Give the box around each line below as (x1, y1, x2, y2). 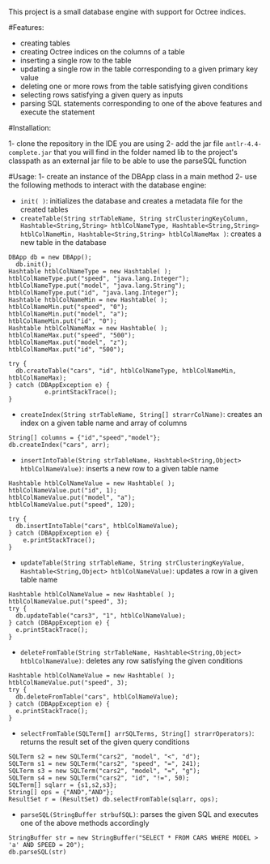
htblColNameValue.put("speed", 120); (8, 501, 136, 509)
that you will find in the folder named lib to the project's (53, 148, 238, 157)
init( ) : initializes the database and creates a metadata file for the (19, 196, 243, 205)
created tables (19, 204, 69, 214)
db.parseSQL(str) (8, 848, 67, 856)
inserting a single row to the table (19, 56, 132, 65)
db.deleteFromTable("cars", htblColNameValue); (15, 693, 179, 701)
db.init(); (15, 260, 53, 269)
